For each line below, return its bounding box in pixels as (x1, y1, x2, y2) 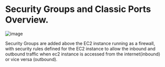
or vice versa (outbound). (5, 56, 57, 62)
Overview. (5, 14, 49, 25)
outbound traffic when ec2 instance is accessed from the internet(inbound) (5, 51, 160, 57)
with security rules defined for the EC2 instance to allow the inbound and (5, 45, 156, 51)
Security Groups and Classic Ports (5, 3, 151, 15)
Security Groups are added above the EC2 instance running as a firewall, (5, 40, 155, 46)
